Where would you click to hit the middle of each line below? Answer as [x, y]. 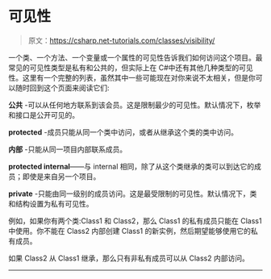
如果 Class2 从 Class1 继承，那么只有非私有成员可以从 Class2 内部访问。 [129, 258]
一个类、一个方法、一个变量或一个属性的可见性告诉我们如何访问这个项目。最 [135, 57]
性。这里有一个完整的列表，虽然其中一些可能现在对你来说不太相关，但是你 [132, 77]
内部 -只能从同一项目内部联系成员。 [68, 149]
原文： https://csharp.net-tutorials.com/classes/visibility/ [121, 40]
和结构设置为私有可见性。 [51, 203]
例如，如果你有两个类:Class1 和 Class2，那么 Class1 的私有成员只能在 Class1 [135, 221]
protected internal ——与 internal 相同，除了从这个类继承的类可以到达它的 [131, 166]
